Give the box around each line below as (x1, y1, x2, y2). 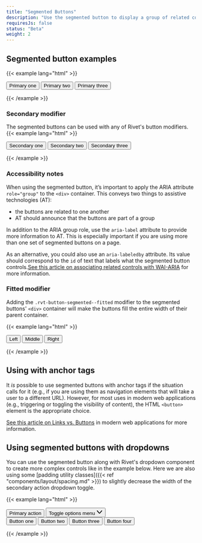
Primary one (9, 82, 37, 89)
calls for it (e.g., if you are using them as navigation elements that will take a (6, 387, 194, 395)
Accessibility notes (6, 170, 64, 178)
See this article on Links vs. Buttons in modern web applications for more (6, 419, 188, 426)
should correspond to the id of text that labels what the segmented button (6, 257, 191, 264)
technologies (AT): (6, 196, 52, 203)
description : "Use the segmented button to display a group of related (6, 14, 189, 21)
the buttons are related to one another (14, 208, 109, 215)
